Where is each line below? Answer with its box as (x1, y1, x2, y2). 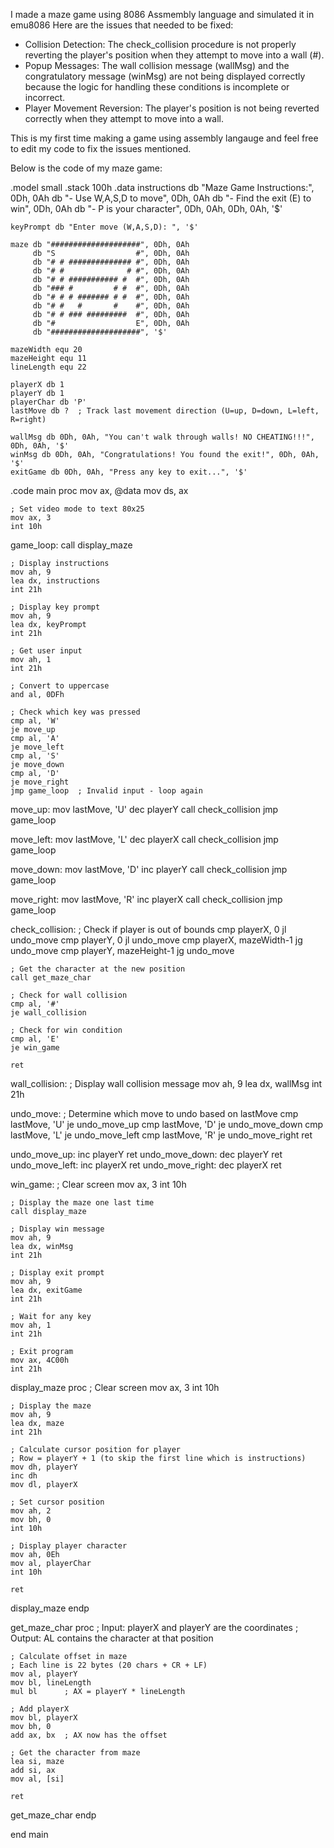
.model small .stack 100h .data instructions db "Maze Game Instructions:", (10, 182, 315, 193)
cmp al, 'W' (10, 716, 60, 726)
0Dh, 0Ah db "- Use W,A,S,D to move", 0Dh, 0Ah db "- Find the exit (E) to (10, 192, 312, 204)
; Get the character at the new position (10, 964, 186, 974)
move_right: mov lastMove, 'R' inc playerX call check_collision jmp (10, 894, 283, 905)
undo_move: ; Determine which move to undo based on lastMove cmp (10, 1108, 299, 1119)
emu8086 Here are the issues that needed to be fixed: (10, 19, 234, 31)
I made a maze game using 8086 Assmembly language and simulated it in (10, 9, 315, 20)
